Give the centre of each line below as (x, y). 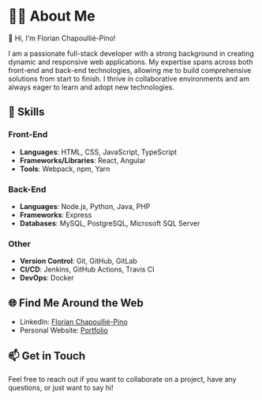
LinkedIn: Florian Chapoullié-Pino (73, 322)
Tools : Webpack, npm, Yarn (65, 169)
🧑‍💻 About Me (52, 16)
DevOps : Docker (47, 278)
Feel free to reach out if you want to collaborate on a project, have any (122, 379)
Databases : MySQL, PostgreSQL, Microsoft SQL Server (110, 223)
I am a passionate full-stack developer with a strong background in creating (131, 53)
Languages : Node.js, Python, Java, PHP (85, 206)
